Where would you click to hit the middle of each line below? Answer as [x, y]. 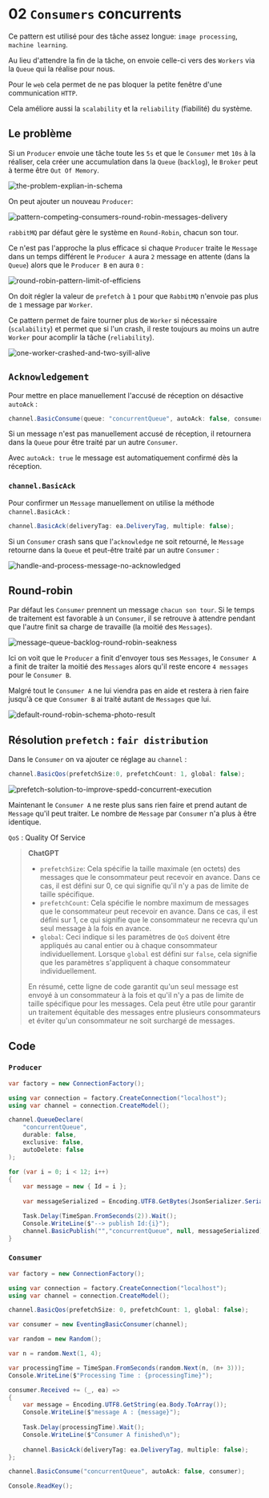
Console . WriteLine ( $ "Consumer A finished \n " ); [102, 1435]
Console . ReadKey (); [41, 1486]
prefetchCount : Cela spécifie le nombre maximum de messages [145, 903]
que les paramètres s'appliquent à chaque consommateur [135, 963]
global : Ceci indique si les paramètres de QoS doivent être [135, 937]
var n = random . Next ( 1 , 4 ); [55, 1353]
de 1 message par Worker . [51, 304]
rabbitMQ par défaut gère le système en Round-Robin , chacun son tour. [123, 232]
